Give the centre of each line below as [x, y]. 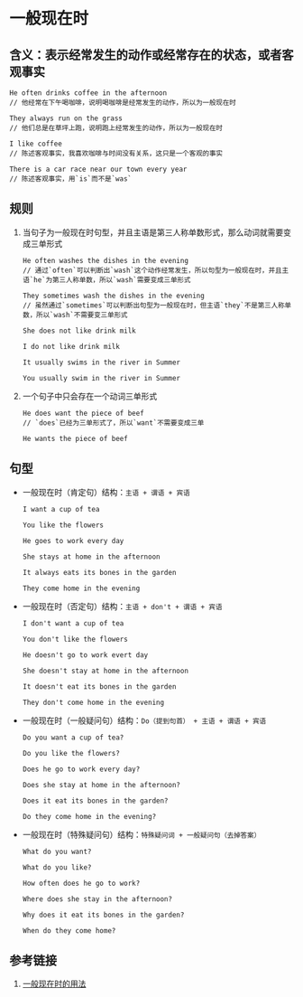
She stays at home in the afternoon [91, 557]
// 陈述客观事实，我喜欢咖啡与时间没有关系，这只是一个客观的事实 [116, 154]
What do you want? [57, 851]
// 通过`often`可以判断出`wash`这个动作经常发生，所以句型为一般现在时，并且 [152, 270]
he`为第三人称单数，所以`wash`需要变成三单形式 [112, 280]
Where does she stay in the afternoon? [97, 899]
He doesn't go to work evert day [85, 655]
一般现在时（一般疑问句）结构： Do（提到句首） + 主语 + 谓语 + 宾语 [144, 720]
